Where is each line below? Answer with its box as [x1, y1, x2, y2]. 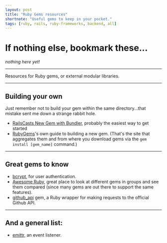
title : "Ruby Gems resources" [5, 12, 68, 17]
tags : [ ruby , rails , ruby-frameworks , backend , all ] [5, 21, 117, 26]
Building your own [5, 92, 63, 101]
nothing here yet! [5, 59, 40, 65]
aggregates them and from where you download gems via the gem [12, 136, 147, 142]
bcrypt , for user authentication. [12, 173, 77, 179]
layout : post [5, 7, 32, 12]
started [12, 125, 27, 131]
